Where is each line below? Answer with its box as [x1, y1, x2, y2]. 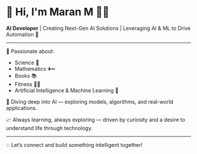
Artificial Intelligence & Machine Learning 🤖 [14, 87, 119, 94]
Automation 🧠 [6, 30, 39, 37]
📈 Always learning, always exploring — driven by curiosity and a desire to [6, 116, 186, 123]
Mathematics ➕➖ [14, 65, 56, 72]
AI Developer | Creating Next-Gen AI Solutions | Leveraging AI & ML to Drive [6, 25, 191, 32]
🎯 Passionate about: [6, 47, 55, 54]
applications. [6, 104, 37, 111]
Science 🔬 [14, 59, 39, 66]
